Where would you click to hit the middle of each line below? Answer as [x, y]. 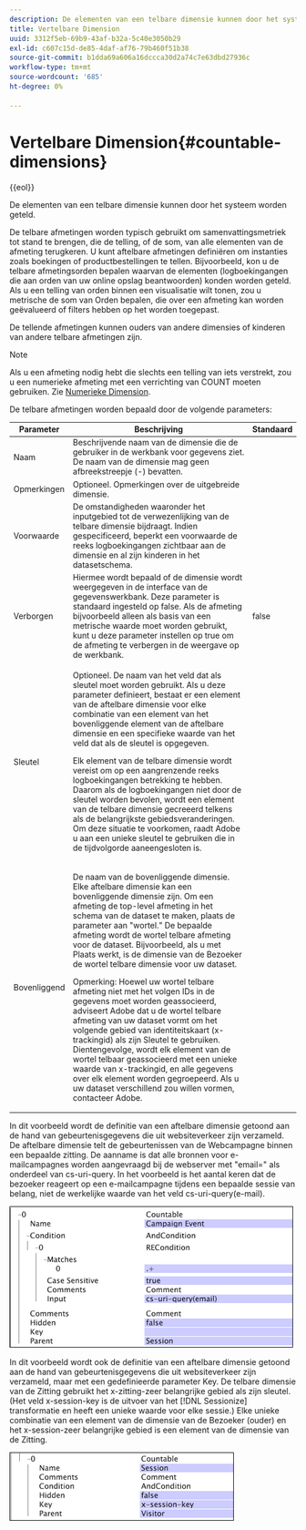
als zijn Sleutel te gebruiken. [168, 1040]
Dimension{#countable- [189, 142]
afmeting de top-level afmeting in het [143, 906]
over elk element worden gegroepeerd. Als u [156, 1078]
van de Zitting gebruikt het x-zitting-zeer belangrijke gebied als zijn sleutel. [150, 1391]
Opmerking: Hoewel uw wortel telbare [143, 981]
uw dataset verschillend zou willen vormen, [153, 1088]
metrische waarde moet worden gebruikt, [150, 626]
